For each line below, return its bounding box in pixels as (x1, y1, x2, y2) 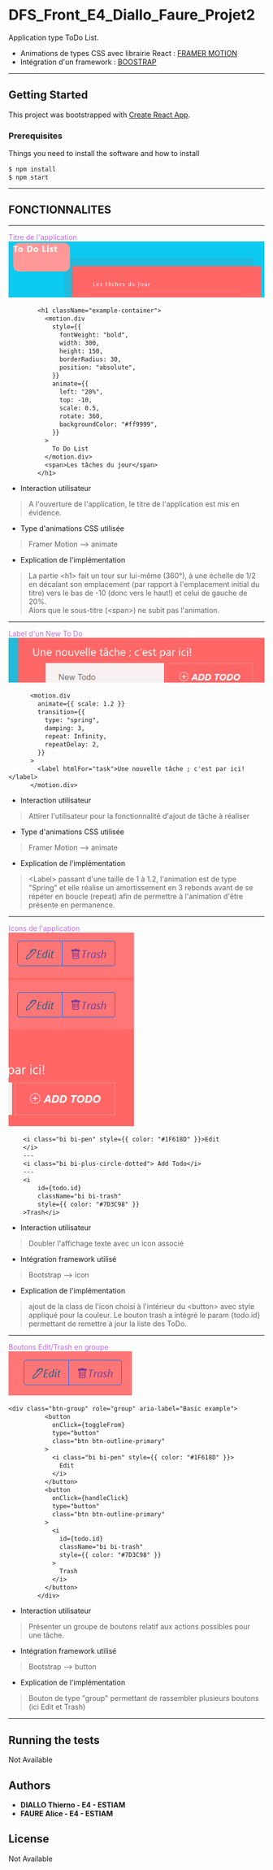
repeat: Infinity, (44, 733, 107, 741)
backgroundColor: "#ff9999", (59, 420, 158, 428)
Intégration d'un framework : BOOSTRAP (19, 57, 157, 67)
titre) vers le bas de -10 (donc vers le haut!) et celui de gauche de (28, 588, 248, 598)
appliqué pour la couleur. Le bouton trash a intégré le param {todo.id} (28, 1311, 261, 1320)
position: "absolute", (59, 363, 136, 372)
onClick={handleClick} (51, 1494, 129, 1503)
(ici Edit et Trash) (28, 1702, 86, 1712)
